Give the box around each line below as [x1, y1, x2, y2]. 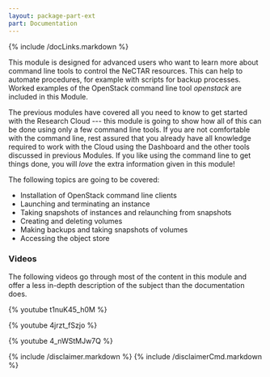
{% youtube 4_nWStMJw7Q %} [8, 336, 113, 345]
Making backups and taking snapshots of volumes [19, 224, 188, 235]
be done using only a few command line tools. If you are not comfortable [8, 125, 251, 134]
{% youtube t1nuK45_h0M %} [8, 304, 108, 314]
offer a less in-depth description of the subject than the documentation [8, 280, 245, 290]
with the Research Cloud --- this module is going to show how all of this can [8, 116, 262, 125]
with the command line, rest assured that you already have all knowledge [8, 133, 252, 142]
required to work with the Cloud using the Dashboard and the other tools [8, 142, 251, 151]
